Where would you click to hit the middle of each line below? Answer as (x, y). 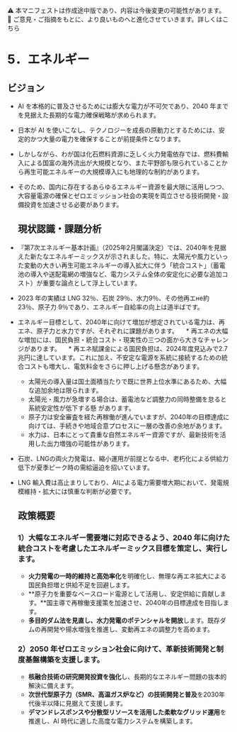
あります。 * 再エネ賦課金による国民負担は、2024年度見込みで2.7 (129, 348)
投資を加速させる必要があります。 (73, 205)
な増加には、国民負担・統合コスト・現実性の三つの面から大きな (110, 340)
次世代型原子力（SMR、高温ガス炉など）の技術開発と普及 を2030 (123, 694)
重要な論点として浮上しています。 (92, 283)
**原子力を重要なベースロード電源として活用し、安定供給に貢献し (124, 594)
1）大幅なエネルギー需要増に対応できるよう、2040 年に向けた (124, 538)
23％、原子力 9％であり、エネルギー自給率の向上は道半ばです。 (110, 306)
